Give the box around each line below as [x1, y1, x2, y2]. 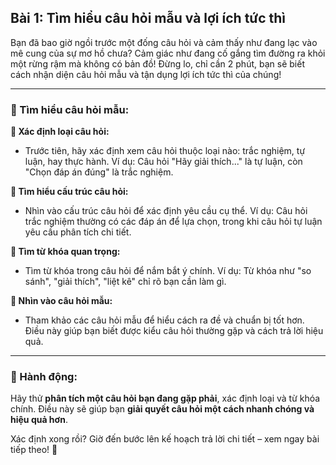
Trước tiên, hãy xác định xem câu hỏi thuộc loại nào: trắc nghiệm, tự [24, 145, 306, 157]
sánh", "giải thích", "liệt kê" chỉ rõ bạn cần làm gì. [24, 276, 227, 288]
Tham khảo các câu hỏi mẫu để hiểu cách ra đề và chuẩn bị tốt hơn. [24, 314, 305, 326]
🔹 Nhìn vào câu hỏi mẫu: [10, 295, 113, 307]
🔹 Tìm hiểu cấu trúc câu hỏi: [10, 186, 129, 198]
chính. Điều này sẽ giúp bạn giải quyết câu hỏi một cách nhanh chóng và [10, 403, 315, 415]
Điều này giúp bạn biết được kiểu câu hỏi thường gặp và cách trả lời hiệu [24, 325, 324, 337]
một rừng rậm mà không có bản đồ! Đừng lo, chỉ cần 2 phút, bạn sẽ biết [10, 57, 305, 70]
